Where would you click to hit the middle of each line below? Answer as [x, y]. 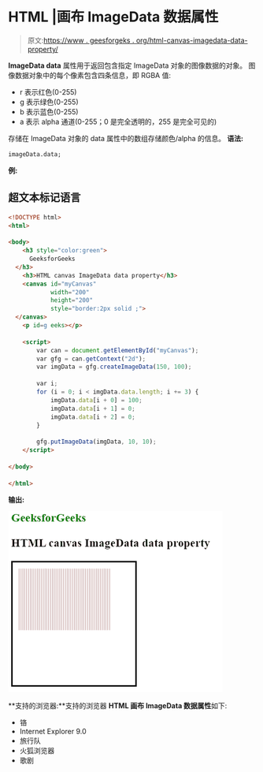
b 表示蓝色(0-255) [49, 111]
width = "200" [70, 292]
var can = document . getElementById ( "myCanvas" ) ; [118, 350]
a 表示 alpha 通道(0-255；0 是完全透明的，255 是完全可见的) [118, 121]
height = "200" [71, 300]
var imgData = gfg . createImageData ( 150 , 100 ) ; [114, 367]
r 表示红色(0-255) [48, 91]
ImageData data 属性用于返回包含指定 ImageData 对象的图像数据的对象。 [128, 65]
